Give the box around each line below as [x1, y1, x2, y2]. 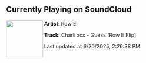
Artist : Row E [44, 20, 77, 27]
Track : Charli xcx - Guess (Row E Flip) [44, 32, 137, 38]
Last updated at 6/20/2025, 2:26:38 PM [44, 43, 141, 50]
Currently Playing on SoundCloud [6, 5, 132, 15]
